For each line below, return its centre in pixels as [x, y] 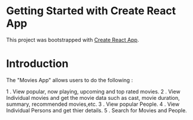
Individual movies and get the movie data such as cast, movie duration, [93, 98]
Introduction [37, 64]
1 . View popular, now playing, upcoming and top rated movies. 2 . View [93, 91]
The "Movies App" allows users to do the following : [69, 80]
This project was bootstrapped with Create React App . [73, 40]
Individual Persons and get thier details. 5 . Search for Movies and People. [96, 110]
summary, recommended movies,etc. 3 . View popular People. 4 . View [93, 104]
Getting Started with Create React [91, 11]
